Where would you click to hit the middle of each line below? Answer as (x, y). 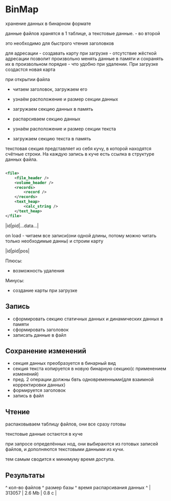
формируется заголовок (39, 390)
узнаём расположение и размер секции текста (64, 129)
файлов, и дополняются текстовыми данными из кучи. (65, 449)
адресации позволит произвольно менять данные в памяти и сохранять (84, 58)
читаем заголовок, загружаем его (50, 89)
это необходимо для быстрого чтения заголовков (60, 43)
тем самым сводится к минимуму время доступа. (60, 459)
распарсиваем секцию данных (46, 119)
